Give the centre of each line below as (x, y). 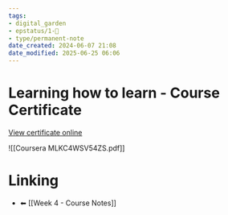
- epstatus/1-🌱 (34, 31)
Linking (33, 181)
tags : (17, 16)
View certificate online (45, 132)
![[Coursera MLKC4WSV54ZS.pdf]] (67, 148)
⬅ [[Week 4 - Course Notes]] (68, 203)
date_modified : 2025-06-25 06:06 (64, 53)
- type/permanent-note (46, 38)
